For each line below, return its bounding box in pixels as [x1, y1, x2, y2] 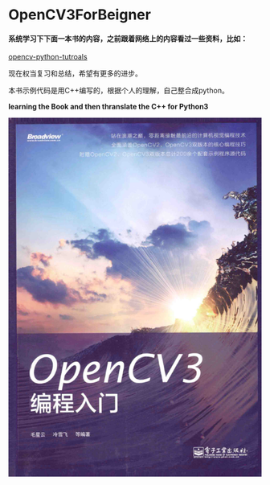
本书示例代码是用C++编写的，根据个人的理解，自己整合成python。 [8, 86, 229, 96]
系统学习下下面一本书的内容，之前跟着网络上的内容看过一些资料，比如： [8, 34, 247, 43]
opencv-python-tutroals [8, 52, 88, 62]
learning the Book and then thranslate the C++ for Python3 [8, 102, 209, 112]
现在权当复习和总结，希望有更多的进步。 [8, 68, 142, 78]
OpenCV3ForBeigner [8, 6, 151, 24]
